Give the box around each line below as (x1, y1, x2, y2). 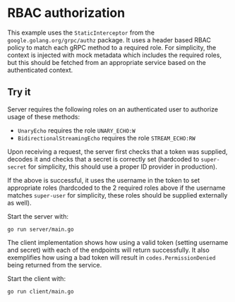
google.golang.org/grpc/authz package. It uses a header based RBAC (7, 35, 212, 44)
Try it (7, 86, 31, 98)
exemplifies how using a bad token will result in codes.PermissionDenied (7, 253, 216, 262)
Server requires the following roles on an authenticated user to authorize (7, 104, 219, 114)
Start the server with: (7, 212, 69, 220)
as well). (7, 198, 32, 207)
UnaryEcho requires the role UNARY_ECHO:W (17, 126, 135, 135)
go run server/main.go (7, 226, 74, 233)
